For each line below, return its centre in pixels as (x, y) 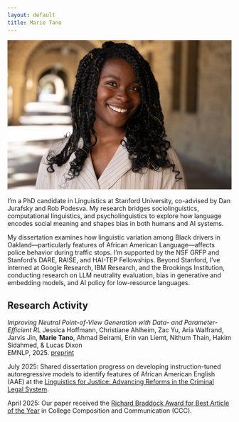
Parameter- (201, 322)
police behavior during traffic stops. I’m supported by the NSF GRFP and (113, 252)
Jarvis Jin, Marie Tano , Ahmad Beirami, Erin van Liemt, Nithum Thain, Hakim (119, 337)
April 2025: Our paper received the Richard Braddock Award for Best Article (118, 403)
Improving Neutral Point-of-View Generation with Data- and (95, 322)
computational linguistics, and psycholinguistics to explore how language (115, 216)
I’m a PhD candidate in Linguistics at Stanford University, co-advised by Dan (119, 201)
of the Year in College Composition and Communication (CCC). (100, 411)
